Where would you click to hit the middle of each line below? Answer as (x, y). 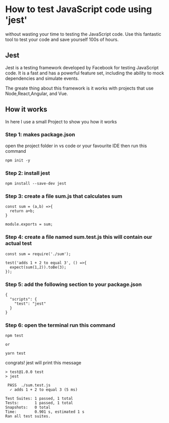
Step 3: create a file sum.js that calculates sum (64, 196)
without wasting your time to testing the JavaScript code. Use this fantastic (83, 34)
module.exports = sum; (29, 224)
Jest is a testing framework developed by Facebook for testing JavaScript (82, 67)
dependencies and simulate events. (42, 78)
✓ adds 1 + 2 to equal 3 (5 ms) (44, 390)
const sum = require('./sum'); (38, 254)
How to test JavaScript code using (79, 9)
